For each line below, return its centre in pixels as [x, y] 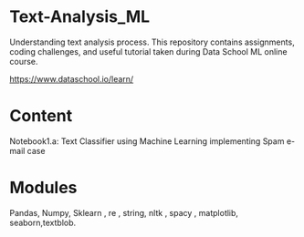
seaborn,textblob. [43, 222]
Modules [43, 188]
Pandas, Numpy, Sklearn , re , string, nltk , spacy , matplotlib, [124, 212]
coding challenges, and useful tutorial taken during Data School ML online [148, 51]
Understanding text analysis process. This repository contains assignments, [152, 42]
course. [24, 61]
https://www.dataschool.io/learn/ [72, 78]
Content [41, 116]
